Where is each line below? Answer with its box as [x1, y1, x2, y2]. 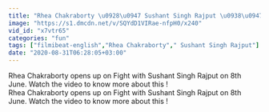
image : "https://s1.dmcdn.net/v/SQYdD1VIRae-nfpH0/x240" [8, 19, 203, 27]
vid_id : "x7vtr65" [8, 26, 70, 34]
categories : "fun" [8, 34, 70, 42]
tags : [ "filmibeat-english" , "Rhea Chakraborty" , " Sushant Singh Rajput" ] [8, 42, 260, 50]
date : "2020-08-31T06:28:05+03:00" [8, 49, 127, 57]
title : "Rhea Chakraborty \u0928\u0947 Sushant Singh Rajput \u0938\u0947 [8, 11, 263, 20]
